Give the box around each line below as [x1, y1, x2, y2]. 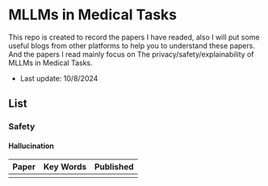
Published [94, 161, 135, 172]
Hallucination [8, 141, 54, 151]
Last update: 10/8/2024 [19, 73, 98, 83]
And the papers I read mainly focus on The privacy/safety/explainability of [8, 49, 254, 59]
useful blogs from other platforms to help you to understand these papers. [8, 40, 256, 50]
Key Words [43, 161, 87, 172]
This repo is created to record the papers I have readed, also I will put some [8, 32, 260, 42]
